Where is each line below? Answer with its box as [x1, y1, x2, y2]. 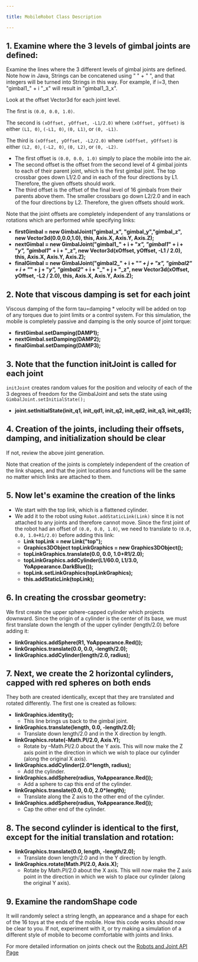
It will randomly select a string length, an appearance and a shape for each [6, 912, 189, 919]
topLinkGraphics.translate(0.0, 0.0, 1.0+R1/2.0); [23, 550, 144, 557]
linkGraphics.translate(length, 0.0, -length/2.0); [14, 724, 136, 731]
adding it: [6, 627, 30, 634]
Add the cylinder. [23, 768, 66, 775]
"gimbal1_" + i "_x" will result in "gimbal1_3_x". [6, 85, 118, 92]
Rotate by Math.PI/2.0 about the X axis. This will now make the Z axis [23, 867, 192, 874]
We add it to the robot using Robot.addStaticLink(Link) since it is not [14, 512, 184, 519]
